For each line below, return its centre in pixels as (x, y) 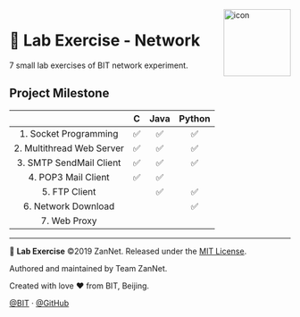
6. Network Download (69, 206)
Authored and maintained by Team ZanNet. (88, 268)
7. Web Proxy (69, 221)
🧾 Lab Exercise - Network (105, 41)
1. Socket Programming (69, 133)
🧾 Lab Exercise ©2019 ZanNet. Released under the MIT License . (128, 251)
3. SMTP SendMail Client (69, 163)
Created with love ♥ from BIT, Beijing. (79, 286)
